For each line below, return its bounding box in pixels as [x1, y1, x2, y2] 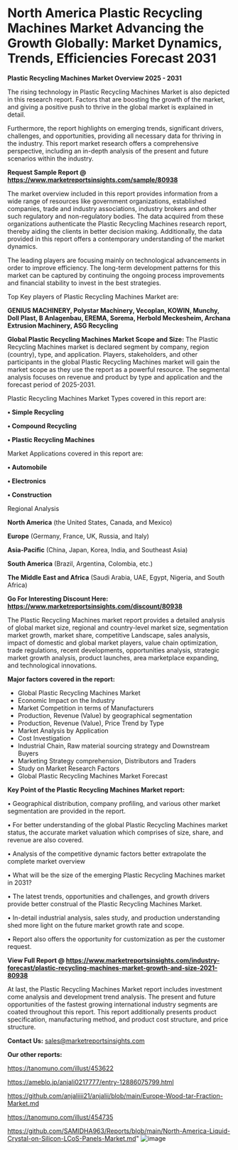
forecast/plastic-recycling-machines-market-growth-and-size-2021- [7, 963, 218, 972]
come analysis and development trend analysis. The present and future [7, 992, 216, 1001]
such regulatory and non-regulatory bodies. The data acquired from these [7, 212, 224, 220]
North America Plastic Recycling [7, 5, 203, 21]
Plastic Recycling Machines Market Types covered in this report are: [7, 394, 207, 402]
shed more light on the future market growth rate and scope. [7, 920, 185, 929]
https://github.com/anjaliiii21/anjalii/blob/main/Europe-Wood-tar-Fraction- [7, 1091, 224, 1100]
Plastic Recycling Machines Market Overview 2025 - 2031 [7, 73, 183, 82]
